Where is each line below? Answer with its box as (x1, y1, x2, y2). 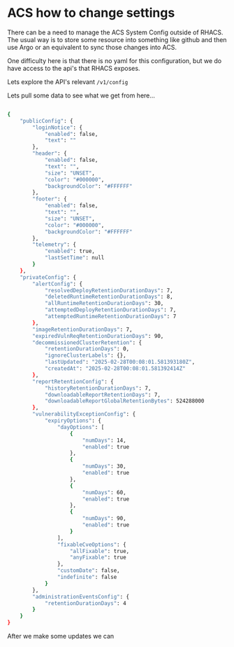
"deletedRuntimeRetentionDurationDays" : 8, (44, 293, 173, 301)
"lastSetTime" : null (44, 254, 105, 261)
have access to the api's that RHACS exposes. (7, 64, 140, 72)
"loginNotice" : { (32, 124, 82, 131)
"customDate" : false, (57, 567, 120, 574)
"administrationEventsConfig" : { (32, 593, 130, 600)
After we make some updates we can (7, 632, 115, 641)
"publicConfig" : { (20, 117, 73, 124)
